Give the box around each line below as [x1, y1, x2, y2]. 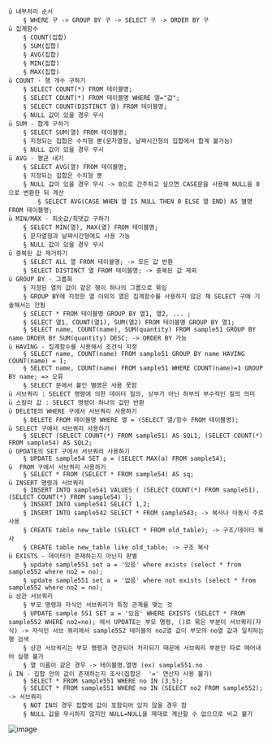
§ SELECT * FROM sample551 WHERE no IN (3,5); [23, 677, 183, 685]
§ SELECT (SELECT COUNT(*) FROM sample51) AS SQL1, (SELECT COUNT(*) [23, 432, 264, 440]
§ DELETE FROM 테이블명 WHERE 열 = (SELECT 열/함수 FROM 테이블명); [23, 416, 240, 424]
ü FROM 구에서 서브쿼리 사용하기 [8, 463, 106, 471]
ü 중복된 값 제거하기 [8, 250, 68, 258]
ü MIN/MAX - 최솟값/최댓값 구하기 [8, 215, 110, 223]
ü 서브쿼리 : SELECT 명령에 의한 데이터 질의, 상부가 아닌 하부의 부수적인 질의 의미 [8, 390, 256, 398]
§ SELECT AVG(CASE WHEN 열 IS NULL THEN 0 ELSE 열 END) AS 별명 [37, 197, 253, 206]
